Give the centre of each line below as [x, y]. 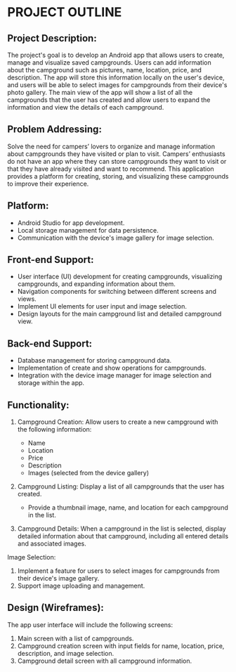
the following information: [54, 429]
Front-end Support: [51, 260]
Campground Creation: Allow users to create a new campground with [118, 422]
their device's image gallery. [58, 579]
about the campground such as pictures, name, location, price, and [105, 70]
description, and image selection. [66, 653]
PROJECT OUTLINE [65, 12]
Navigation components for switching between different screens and [117, 292]
